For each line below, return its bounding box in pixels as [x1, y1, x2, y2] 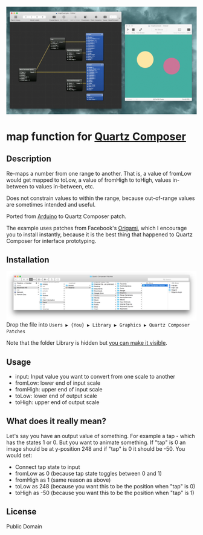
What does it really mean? [6, 416, 107, 427]
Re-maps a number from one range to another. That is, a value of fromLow [6, 170, 192, 177]
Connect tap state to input [14, 463, 80, 470]
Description [6, 154, 51, 164]
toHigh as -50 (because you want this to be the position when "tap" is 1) [14, 489, 195, 496]
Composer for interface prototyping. [6, 237, 97, 244]
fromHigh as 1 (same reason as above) [14, 476, 111, 483]
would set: [6, 451, 32, 459]
